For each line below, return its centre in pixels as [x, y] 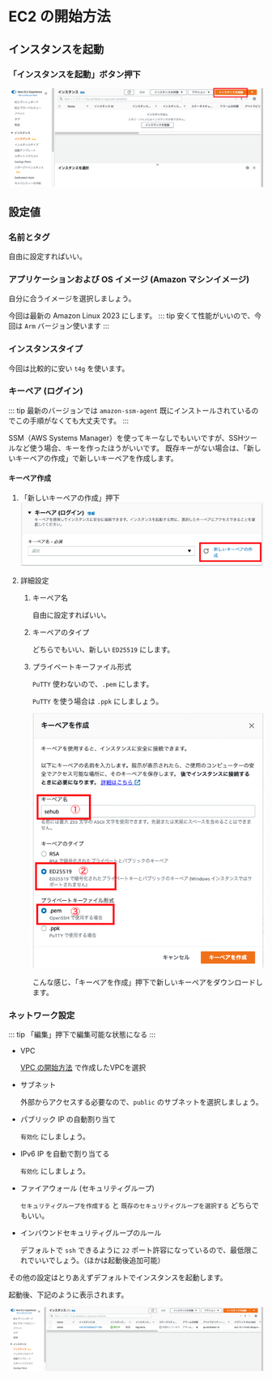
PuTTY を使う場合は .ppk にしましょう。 [98, 701]
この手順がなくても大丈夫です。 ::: [72, 420]
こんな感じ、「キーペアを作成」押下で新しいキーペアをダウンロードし [147, 982]
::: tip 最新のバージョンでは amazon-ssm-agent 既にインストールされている [130, 410]
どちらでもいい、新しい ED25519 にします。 [103, 649]
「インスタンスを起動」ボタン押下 [75, 74]
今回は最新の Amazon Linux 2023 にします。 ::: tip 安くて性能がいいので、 [132, 316]
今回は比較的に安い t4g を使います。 [69, 368]
